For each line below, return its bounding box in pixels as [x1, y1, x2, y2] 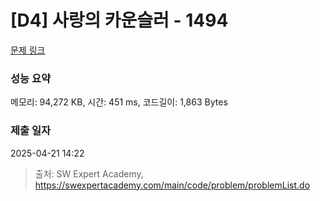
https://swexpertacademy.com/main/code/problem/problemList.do [34, 179, 311, 191]
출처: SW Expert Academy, [34, 167, 144, 180]
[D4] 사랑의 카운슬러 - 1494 [10, 9, 229, 32]
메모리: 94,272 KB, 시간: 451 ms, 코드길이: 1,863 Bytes [10, 96, 228, 108]
